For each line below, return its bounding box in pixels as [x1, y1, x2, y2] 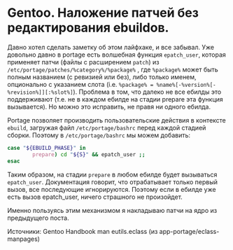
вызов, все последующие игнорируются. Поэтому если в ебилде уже [7, 185, 216, 193]
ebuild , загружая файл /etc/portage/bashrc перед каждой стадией [7, 123, 206, 132]
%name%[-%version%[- [156, 81, 216, 88]
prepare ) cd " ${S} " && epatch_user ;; [32, 151, 146, 158]
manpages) [7, 235, 41, 243]
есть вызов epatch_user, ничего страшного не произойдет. [7, 193, 183, 201]
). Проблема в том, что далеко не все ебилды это [73, 88, 222, 96]
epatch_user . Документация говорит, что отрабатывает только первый [7, 177, 218, 186]
